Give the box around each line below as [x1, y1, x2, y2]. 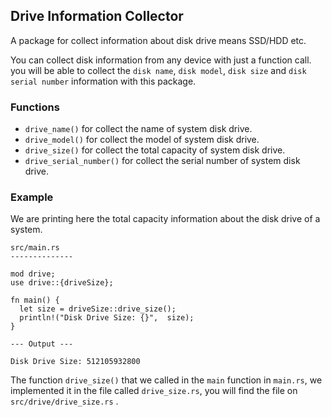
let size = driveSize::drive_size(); [19, 304, 177, 314]
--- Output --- [10, 339, 74, 349]
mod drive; [10, 269, 56, 279]
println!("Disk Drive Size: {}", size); [19, 313, 195, 323]
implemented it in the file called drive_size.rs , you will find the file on [10, 385, 298, 397]
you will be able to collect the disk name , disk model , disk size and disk [10, 64, 307, 76]
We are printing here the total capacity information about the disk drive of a [10, 213, 321, 225]
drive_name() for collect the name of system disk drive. [24, 123, 253, 135]
